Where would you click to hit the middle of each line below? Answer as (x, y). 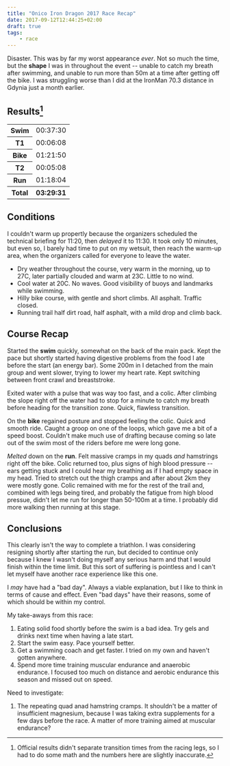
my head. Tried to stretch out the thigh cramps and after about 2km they (109, 478)
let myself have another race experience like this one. (82, 574)
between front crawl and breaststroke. (61, 380)
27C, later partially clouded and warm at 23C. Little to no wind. (105, 276)
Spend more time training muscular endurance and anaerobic (103, 665)
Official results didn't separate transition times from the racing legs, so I (118, 747)
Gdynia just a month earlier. (46, 88)
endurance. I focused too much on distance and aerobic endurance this (118, 672)
